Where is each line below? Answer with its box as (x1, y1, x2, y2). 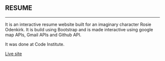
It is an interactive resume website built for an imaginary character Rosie (5, 21, 151, 27)
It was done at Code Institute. (5, 41, 65, 47)
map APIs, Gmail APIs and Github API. (5, 32, 82, 38)
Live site (5, 51, 22, 57)
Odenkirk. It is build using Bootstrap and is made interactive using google (5, 26, 153, 32)
